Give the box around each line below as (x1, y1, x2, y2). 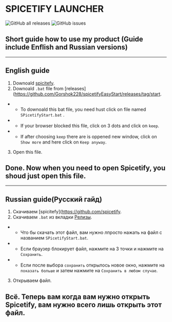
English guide (5, 66, 50, 75)
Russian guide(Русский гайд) (5, 195, 102, 204)
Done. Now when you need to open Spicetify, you (5, 164, 166, 172)
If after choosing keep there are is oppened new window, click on (20, 133, 157, 139)
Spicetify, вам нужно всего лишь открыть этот (5, 300, 162, 309)
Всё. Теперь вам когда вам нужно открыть (5, 292, 150, 301)
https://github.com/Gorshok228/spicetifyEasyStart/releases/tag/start (14, 91, 161, 97)
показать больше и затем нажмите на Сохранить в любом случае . (20, 268, 158, 274)
